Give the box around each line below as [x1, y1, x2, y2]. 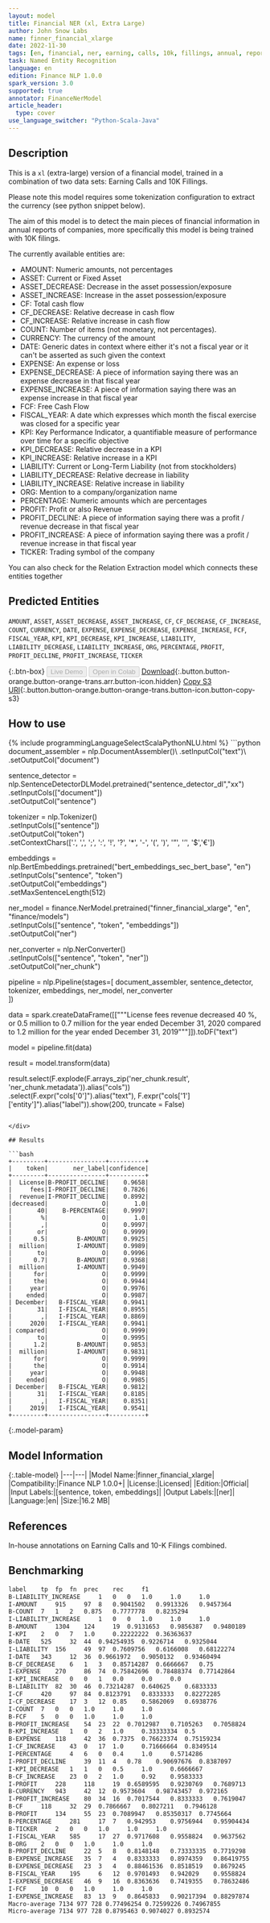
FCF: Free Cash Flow [19, 401, 90, 411]
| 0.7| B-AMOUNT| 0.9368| [8, 1256, 149, 1265]
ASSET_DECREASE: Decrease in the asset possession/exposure [19, 281, 232, 291]
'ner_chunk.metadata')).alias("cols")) [8, 1083, 131, 1092]
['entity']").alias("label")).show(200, [8, 1100, 127, 1109]
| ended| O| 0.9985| [8, 1376, 149, 1384]
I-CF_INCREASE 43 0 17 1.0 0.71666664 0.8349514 [8, 1743, 218, 1751]
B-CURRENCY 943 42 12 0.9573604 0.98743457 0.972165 [8, 1788, 228, 1796]
